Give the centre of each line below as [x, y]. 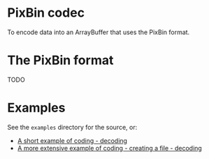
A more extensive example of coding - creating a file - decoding [110, 148]
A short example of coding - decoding [72, 140]
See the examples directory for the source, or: [72, 127]
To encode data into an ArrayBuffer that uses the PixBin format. [99, 32]
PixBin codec [46, 13]
